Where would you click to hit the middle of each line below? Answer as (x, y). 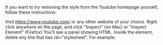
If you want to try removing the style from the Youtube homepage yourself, (81, 7)
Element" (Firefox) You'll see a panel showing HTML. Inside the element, (79, 32)
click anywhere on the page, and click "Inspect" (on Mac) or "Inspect (76, 27)
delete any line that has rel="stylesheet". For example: (60, 37)
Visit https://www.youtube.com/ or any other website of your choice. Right (81, 22)
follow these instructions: (31, 12)
